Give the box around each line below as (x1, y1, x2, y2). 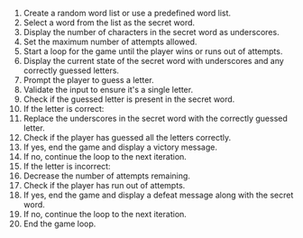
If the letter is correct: (23, 104, 105, 114)
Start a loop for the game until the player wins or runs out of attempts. (23, 46, 283, 57)
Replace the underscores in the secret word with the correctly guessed (23, 113, 288, 124)
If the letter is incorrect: (23, 161, 111, 171)
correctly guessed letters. (23, 65, 120, 76)
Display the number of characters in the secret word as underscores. (23, 27, 280, 37)
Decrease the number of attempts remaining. (23, 170, 190, 181)
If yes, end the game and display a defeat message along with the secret (23, 189, 294, 200)
